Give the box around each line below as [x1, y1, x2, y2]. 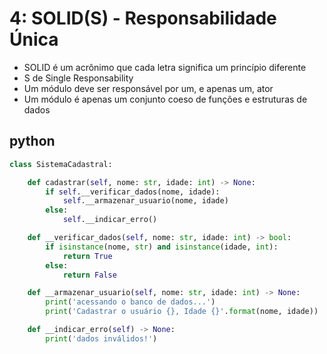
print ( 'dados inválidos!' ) [45, 333, 158, 344]
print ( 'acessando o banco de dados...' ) [45, 297, 216, 307]
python [9, 133, 56, 150]
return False [62, 270, 117, 280]
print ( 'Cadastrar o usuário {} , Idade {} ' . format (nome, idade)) [45, 307, 319, 317]
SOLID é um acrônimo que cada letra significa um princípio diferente [23, 61, 307, 73]
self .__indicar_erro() [62, 215, 158, 225]
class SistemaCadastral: [9, 159, 113, 169]
